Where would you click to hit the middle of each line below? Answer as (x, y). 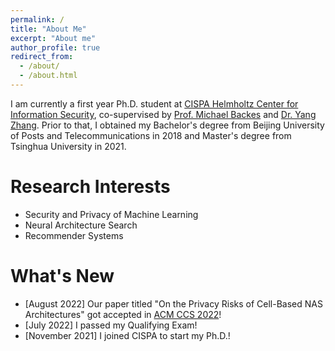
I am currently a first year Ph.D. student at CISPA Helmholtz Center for (154, 103)
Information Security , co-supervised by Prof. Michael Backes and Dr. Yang (163, 114)
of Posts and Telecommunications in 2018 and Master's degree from (151, 135)
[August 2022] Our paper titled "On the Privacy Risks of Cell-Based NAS (173, 303)
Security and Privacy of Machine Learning (111, 214)
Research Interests (90, 187)
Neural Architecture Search (81, 225)
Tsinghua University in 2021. (68, 146)
